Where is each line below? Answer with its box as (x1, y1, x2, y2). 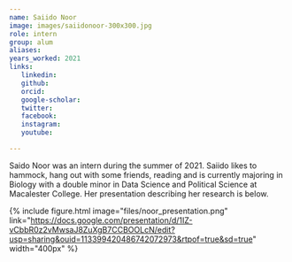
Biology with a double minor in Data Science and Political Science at (9, 179, 257, 189)
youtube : (20, 128, 53, 137)
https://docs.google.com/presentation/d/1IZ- (30, 214, 193, 226)
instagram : (20, 120, 62, 129)
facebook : (20, 112, 58, 120)
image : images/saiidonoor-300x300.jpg (9, 21, 152, 30)
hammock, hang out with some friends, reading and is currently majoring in (9, 169, 283, 180)
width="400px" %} (9, 243, 79, 253)
